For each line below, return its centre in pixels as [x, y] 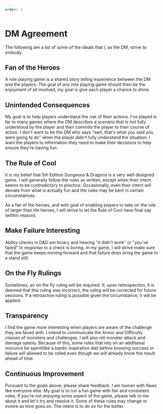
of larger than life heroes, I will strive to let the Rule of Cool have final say [78, 210]
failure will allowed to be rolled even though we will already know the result [80, 353]
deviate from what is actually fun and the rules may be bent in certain [75, 190]
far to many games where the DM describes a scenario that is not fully [75, 122]
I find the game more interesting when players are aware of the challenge [79, 327]
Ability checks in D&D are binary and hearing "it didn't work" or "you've [77, 242]
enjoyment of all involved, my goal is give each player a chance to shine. [78, 90]
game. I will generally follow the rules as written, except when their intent [78, 180]
